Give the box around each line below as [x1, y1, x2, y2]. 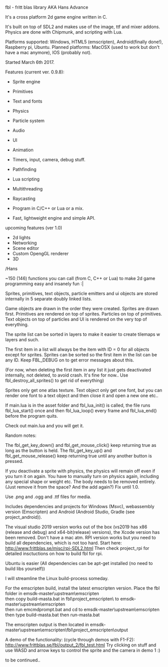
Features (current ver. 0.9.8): [5, 69, 65, 75]
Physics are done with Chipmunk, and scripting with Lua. [5, 29, 123, 35]
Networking [12, 240, 37, 246]
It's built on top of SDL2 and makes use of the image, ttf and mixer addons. [5, 24, 160, 30]
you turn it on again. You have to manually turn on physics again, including [5, 473, 159, 479]
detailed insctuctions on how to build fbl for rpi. [5, 550, 103, 556]
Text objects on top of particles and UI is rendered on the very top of [5, 316, 147, 322]
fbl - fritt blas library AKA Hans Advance [5, 5, 89, 10]
